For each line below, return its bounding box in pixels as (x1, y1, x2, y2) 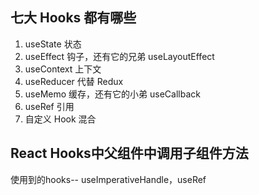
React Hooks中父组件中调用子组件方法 (10, 145, 249, 162)
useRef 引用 (24, 100, 75, 112)
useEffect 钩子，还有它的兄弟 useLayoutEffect (24, 50, 215, 62)
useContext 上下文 (24, 63, 102, 75)
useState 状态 (24, 38, 82, 50)
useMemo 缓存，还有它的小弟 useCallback (24, 88, 201, 100)
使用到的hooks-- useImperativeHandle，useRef (10, 173, 207, 185)
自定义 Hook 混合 (24, 113, 97, 125)
